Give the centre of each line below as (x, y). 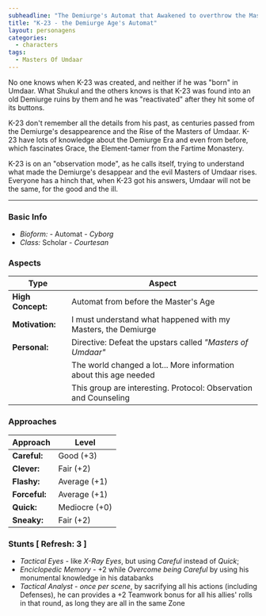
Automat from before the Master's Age (143, 302)
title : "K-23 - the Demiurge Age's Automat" (83, 23)
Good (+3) (78, 455)
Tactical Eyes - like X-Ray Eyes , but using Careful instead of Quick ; (129, 561)
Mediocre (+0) (85, 507)
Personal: (30, 347)
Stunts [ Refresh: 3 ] (47, 544)
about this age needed (113, 375)
